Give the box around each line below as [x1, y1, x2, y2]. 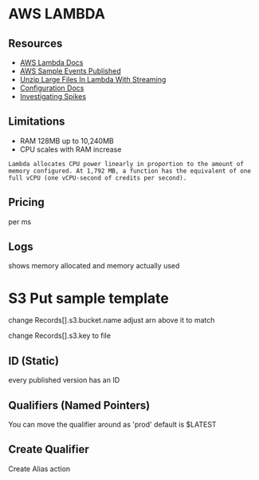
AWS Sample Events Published [19, 66, 121, 76]
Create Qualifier [8, 442, 89, 456]
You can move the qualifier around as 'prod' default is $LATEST [8, 420, 217, 429]
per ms [8, 216, 32, 226]
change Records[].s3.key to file [8, 331, 112, 340]
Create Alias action [8, 464, 71, 474]
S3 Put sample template [8, 289, 169, 307]
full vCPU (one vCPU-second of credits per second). [8, 173, 187, 182]
